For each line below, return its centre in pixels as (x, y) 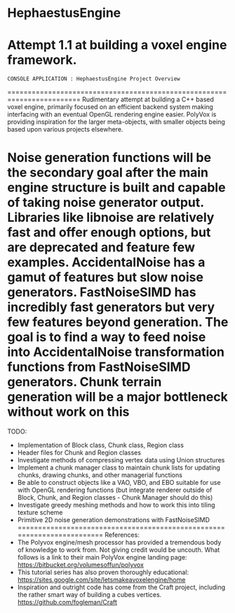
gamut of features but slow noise (105, 278)
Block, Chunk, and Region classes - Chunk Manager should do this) (115, 498)
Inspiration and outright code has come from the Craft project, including (121, 587)
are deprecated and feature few (101, 247)
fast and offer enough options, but (109, 233)
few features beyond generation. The (118, 322)
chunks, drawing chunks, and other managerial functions (100, 475)
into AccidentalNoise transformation (116, 352)
